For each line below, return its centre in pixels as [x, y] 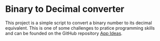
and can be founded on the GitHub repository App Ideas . [64, 33]
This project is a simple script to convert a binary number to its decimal [78, 23]
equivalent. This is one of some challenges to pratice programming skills [80, 28]
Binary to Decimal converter [65, 9]
